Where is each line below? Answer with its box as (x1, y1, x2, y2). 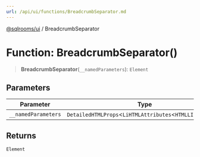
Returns (6, 130, 37, 140)
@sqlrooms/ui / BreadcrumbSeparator (6, 25, 100, 32)
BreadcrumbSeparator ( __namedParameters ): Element (20, 65, 149, 73)
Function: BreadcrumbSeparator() (6, 46, 178, 59)
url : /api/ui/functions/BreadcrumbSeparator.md (6, 8, 127, 15)
